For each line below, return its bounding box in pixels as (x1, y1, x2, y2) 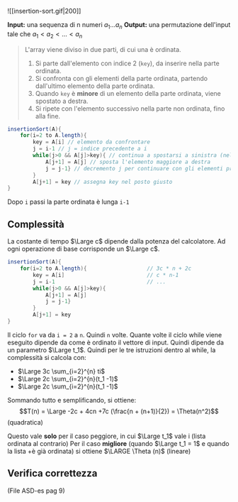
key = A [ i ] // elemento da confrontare (33, 138, 151, 146)
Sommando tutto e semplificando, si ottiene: (7, 395, 137, 404)
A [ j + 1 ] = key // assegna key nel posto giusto (33, 178, 173, 185)
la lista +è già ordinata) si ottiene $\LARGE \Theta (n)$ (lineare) (7, 447, 191, 455)
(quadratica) (7, 418, 44, 426)
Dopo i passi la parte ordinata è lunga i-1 (7, 197, 130, 206)
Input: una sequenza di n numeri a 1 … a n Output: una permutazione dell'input (7, 21, 231, 31)
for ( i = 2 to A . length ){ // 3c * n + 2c (20, 265, 192, 273)
